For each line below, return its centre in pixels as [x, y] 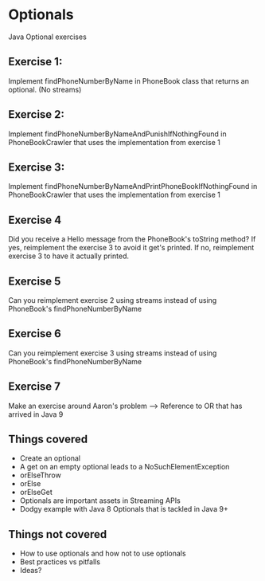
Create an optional [50, 458]
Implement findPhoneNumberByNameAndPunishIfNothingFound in [117, 134]
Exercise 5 [35, 281]
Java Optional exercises [48, 37]
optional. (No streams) [45, 89]
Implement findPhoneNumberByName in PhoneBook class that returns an [129, 80]
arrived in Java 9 [36, 414]
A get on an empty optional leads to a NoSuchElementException [125, 467]
